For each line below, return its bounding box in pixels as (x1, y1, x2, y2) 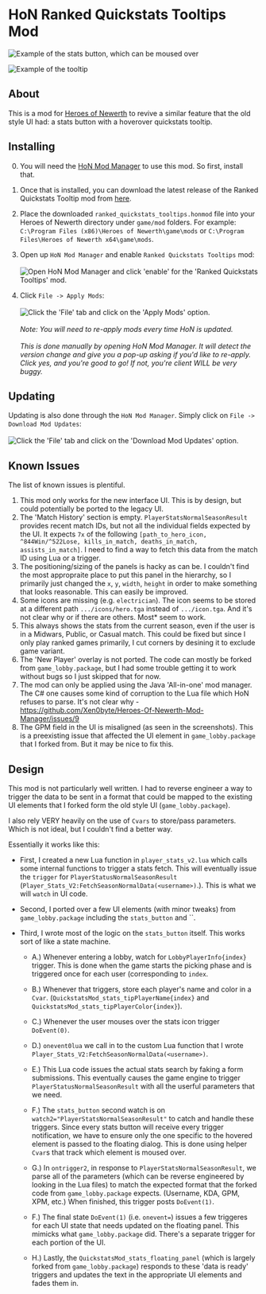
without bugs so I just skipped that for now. (19, 672, 161, 681)
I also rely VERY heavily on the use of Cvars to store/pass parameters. (8, 816, 237, 825)
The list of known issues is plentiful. (8, 480, 125, 490)
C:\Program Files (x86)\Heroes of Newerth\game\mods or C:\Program (19, 225, 245, 236)
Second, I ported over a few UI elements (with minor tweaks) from (19, 905, 237, 914)
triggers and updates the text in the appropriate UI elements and (31, 1270, 242, 1279)
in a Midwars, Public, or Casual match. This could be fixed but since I (19, 629, 246, 639)
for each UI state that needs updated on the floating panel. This (31, 1221, 240, 1230)
